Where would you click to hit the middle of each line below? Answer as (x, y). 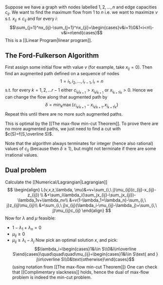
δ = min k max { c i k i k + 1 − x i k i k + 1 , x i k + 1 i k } (82, 106)
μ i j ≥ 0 (18, 234)
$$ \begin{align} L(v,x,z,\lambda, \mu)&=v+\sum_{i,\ (59, 189)
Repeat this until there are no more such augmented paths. (64, 114)
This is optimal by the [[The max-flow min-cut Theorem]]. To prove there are (82, 123)
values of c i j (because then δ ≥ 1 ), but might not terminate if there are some (81, 149)
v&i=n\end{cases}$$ (82, 32)
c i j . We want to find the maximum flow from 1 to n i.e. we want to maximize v (81, 13)
